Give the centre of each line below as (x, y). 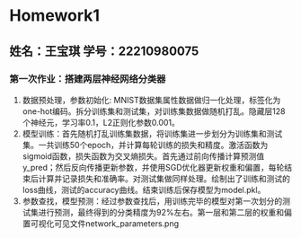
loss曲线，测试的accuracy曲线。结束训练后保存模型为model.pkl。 (144, 190)
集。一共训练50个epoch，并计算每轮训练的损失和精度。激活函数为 (145, 145)
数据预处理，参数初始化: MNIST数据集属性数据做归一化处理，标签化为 (151, 100)
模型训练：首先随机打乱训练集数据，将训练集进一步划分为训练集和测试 (152, 133)
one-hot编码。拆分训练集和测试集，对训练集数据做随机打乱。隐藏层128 (154, 111)
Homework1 (55, 16)
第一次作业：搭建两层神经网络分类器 (88, 79)
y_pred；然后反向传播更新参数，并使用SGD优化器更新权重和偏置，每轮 (153, 167)
